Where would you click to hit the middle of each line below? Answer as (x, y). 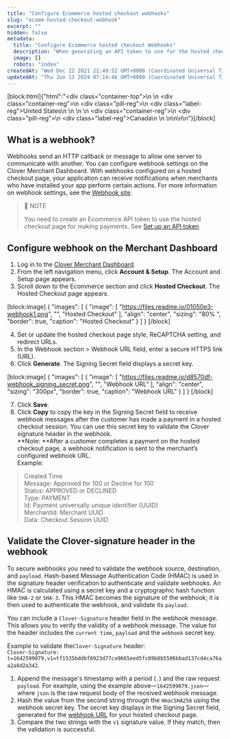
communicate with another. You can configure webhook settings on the (108, 164)
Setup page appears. (47, 279)
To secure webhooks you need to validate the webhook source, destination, (114, 568)
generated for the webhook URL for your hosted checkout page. (107, 714)
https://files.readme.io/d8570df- (168, 377)
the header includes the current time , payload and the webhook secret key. (112, 632)
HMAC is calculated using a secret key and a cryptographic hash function (111, 590)
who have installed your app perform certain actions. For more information (112, 185)
